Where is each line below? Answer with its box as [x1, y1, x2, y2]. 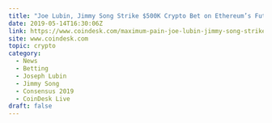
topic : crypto [8, 42, 57, 50]
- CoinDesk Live [15, 95, 70, 103]
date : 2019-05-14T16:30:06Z [8, 19, 104, 28]
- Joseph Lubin [15, 72, 67, 80]
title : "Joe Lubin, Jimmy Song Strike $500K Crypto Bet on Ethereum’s [8, 11, 252, 20]
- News [15, 57, 38, 66]
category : [8, 49, 42, 57]
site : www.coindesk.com [8, 34, 89, 43]
